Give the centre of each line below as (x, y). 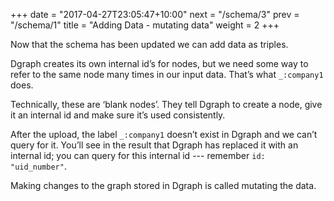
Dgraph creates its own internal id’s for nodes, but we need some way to (159, 63)
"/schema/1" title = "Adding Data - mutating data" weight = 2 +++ (145, 25)
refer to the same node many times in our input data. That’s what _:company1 (167, 74)
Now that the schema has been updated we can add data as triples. (149, 44)
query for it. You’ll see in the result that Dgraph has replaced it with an (154, 145)
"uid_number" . (38, 166)
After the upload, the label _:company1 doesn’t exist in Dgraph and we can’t (164, 134)
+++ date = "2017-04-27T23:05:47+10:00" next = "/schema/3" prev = (155, 14)
